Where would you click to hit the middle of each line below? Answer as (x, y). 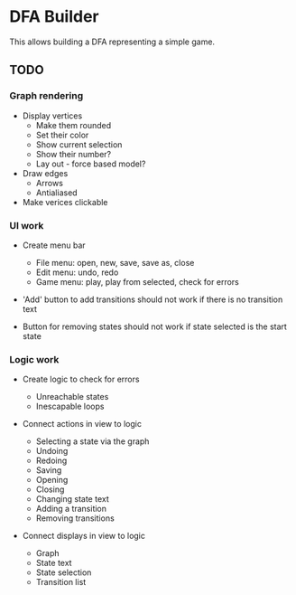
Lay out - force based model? (91, 164)
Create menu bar (54, 245)
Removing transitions (75, 518)
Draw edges (45, 173)
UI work (27, 225)
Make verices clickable (65, 202)
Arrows (49, 183)
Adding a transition (71, 509)
